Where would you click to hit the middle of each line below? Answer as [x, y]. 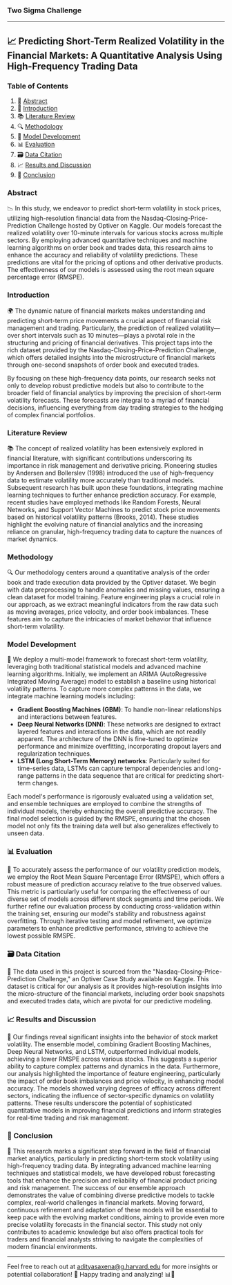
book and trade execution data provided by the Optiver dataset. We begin [112, 583]
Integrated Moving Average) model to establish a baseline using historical [112, 682]
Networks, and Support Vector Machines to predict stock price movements [114, 509]
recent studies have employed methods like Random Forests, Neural [104, 502]
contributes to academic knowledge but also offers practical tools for [105, 1232]
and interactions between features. [67, 717]
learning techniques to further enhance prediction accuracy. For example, [112, 495]
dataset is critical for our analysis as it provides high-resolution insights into [115, 986]
